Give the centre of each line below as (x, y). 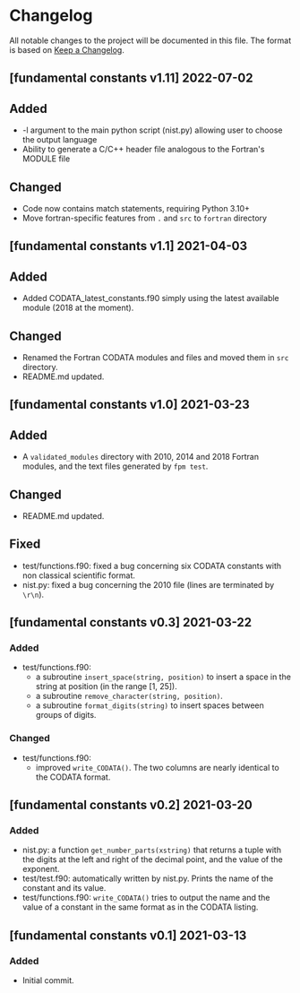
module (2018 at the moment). (78, 308)
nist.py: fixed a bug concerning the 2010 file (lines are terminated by (148, 584)
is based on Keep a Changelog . (67, 49)
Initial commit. (48, 980)
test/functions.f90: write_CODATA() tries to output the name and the (146, 898)
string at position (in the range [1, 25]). (106, 686)
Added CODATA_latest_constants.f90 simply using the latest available (150, 298)
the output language (60, 140)
